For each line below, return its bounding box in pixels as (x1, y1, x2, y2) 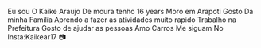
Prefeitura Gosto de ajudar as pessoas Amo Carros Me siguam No (7, 24, 224, 32)
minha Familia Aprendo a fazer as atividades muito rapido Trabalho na (7, 15, 236, 24)
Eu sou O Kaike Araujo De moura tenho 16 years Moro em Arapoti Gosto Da (7, 7, 254, 16)
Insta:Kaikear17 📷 (7, 32, 67, 42)
